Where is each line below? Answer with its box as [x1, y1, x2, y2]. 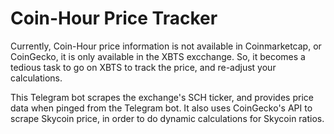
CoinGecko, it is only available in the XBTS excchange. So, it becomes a [10, 50, 306, 62]
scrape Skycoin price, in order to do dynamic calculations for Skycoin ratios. [10, 112, 325, 124]
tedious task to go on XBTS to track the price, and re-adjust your [10, 61, 277, 73]
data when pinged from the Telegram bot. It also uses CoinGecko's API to [10, 102, 313, 114]
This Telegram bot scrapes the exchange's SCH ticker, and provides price [10, 91, 314, 103]
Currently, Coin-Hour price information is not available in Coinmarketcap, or [10, 40, 322, 52]
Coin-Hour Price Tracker [10, 7, 218, 30]
